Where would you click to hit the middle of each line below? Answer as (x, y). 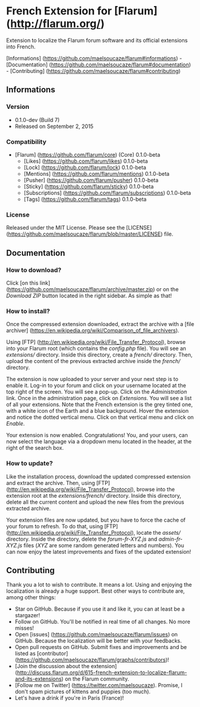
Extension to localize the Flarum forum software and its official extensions (97, 40)
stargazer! (27, 615)
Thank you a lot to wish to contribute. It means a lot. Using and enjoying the (99, 585)
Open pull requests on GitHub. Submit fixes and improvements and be (101, 647)
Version (18, 107)
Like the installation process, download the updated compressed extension (99, 476)
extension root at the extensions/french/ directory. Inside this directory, (94, 495)
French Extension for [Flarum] (82, 11)
